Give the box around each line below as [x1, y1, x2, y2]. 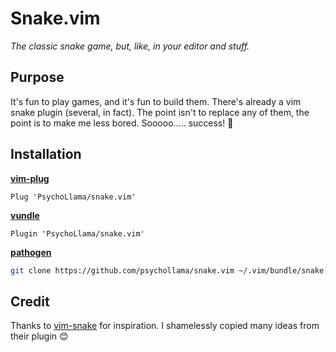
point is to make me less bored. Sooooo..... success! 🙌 [10, 117, 234, 129]
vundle [10, 209, 40, 221]
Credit [10, 293, 50, 310]
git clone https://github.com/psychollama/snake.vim [10, 265, 235, 276]
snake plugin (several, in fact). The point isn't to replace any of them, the [10, 106, 310, 118]
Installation [10, 146, 82, 163]
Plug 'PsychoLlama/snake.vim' [10, 192, 137, 202]
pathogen [10, 246, 52, 258]
